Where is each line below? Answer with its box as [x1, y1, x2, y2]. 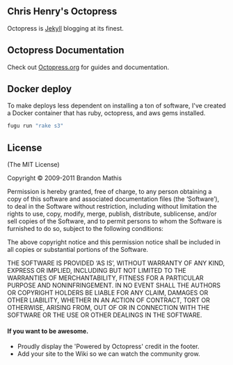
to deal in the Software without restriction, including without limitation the [7, 202, 217, 211]
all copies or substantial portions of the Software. [7, 246, 148, 254]
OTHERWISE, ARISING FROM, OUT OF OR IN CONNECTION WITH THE [7, 304, 210, 312]
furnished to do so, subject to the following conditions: [7, 225, 163, 233]
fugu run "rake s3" [7, 122, 64, 130]
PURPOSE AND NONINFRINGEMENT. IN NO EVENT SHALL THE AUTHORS [7, 281, 221, 290]
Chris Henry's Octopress [7, 6, 118, 17]
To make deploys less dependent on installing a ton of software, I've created [7, 101, 226, 110]
